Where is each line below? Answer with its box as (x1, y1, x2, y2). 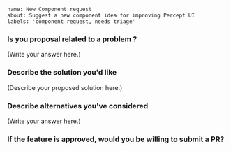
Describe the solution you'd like (7, 68, 117, 78)
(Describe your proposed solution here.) (7, 83, 123, 92)
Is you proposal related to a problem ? (7, 34, 137, 44)
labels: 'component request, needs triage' (7, 18, 136, 25)
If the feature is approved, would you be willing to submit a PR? (7, 134, 225, 144)
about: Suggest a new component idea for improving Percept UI (7, 12, 195, 19)
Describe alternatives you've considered (7, 101, 149, 110)
